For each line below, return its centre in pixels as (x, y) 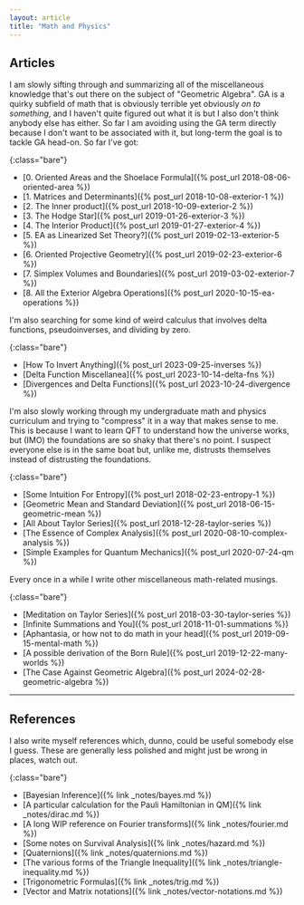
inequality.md (48, 872)
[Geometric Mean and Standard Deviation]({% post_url (124, 505)
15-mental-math (52, 643)
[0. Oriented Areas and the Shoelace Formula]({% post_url (131, 178)
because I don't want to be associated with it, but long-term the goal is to (146, 133)
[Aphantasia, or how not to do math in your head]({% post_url (137, 634)
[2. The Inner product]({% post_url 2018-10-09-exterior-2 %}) (138, 207)
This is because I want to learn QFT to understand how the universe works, (149, 430)
